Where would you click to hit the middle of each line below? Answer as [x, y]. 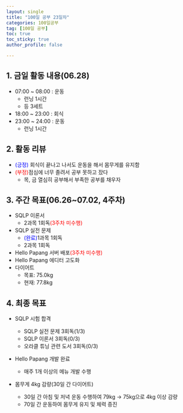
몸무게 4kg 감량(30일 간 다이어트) [54, 384]
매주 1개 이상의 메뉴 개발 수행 [57, 372]
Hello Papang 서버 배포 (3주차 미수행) [59, 253]
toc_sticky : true [28, 39]
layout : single [25, 12]
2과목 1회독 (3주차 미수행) [53, 223]
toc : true [18, 34]
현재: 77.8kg [38, 282]
